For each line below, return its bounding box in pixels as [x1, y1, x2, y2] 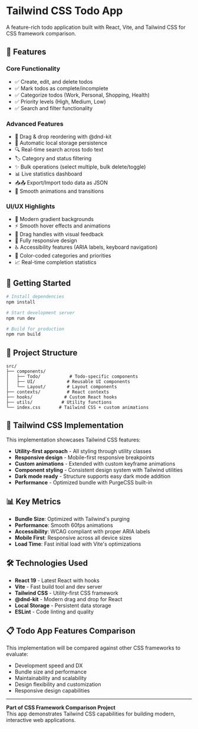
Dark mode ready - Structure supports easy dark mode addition [14, 473, 171, 480]
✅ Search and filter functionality [14, 104, 93, 111]
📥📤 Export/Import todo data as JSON [14, 179, 108, 186]
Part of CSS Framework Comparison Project [6, 704, 116, 711]
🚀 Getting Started [6, 278, 71, 288]
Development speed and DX [14, 662, 83, 669]
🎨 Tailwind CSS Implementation [6, 420, 124, 431]
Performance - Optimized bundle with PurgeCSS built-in [14, 479, 153, 486]
